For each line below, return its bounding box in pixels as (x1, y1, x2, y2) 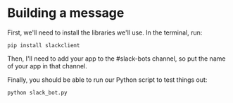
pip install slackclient (7, 42, 80, 49)
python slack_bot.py (7, 89, 68, 96)
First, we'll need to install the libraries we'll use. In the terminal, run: (7, 28, 203, 37)
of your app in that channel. (7, 61, 88, 70)
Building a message (7, 5, 125, 21)
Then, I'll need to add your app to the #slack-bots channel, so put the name (7, 54, 226, 63)
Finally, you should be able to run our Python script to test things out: (7, 75, 208, 84)
